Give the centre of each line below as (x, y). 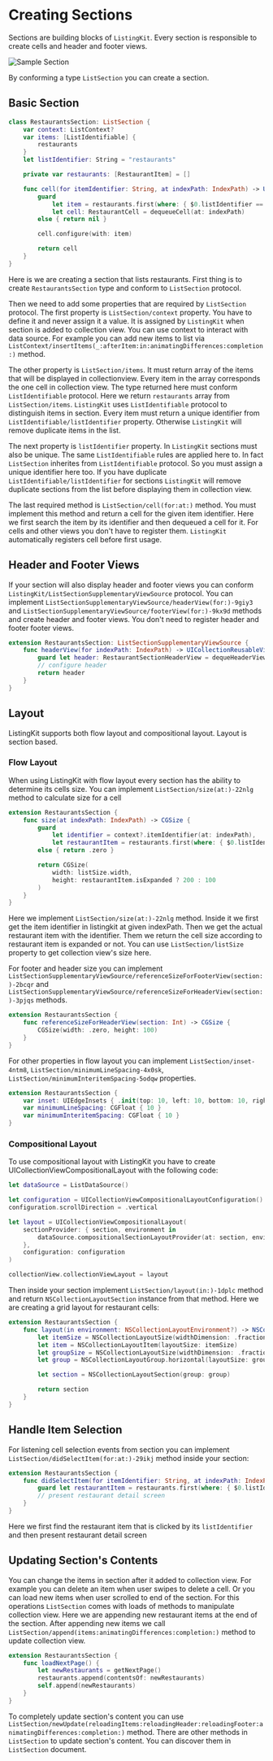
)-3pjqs (22, 1001)
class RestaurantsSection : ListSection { (80, 122)
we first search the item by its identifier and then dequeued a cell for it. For (133, 522)
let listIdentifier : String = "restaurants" (100, 160)
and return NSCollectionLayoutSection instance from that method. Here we (134, 1299)
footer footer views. (41, 628)
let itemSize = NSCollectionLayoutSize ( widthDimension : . (138, 1337)
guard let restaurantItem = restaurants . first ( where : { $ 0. (141, 1488)
